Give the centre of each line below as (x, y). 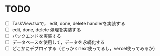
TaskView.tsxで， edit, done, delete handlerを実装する (68, 23)
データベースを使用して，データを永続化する (58, 42)
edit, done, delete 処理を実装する (47, 30)
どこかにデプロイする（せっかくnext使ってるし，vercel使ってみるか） (85, 49)
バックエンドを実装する (36, 36)
